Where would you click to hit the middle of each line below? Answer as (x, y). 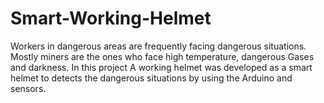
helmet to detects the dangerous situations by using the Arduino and (151, 78)
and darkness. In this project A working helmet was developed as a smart (161, 67)
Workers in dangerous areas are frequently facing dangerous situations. (158, 46)
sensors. (28, 88)
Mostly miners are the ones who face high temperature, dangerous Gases (162, 56)
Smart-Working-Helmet (111, 18)
